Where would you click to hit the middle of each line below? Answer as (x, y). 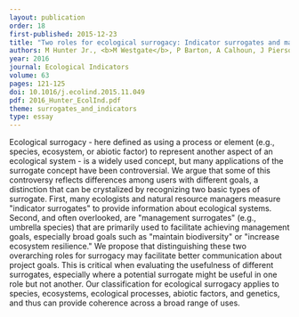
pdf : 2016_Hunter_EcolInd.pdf (65, 100)
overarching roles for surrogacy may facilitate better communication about (145, 256)
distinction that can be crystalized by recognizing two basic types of (135, 190)
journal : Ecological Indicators (69, 68)
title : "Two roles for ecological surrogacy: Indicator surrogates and (145, 42)
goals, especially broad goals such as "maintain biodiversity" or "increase (145, 237)
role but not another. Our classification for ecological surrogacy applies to (144, 284)
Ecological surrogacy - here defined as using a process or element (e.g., (142, 142)
